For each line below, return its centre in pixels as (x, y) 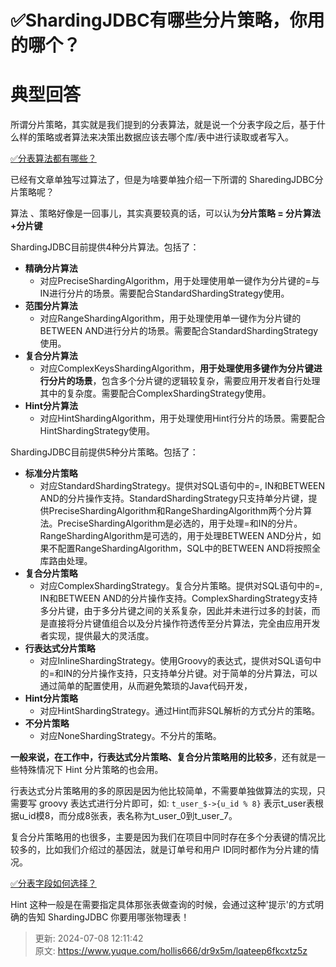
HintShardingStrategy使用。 (97, 431)
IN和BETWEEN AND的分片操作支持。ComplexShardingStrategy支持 (178, 598)
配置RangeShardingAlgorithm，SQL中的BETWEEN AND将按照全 (189, 548)
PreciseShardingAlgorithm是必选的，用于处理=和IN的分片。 (180, 523)
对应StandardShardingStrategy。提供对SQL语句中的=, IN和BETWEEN (182, 486)
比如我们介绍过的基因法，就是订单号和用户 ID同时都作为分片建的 (177, 850)
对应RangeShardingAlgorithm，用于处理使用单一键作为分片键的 (170, 318)
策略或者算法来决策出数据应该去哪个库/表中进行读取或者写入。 (165, 137)
